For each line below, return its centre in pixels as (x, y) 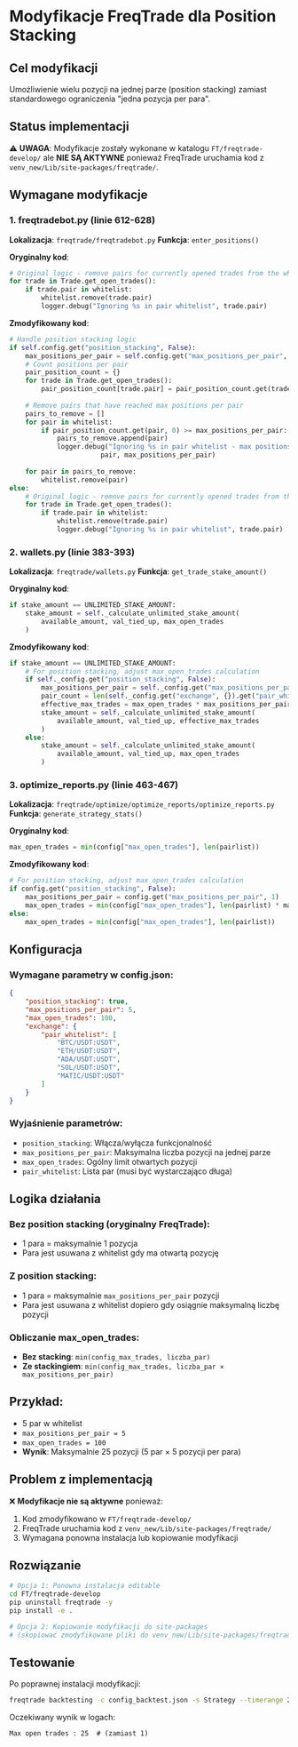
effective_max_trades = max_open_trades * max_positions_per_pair (166, 705)
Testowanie (42, 1663)
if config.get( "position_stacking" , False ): (93, 889)
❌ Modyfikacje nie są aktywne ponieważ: (86, 1501)
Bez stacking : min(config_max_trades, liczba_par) (116, 1356)
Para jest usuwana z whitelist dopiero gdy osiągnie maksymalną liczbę (151, 1304)
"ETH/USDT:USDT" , (89, 1051)
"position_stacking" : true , (77, 1001)
